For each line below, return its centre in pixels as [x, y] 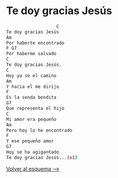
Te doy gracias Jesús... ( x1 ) [42, 157]
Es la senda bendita [32, 98]
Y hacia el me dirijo [33, 86]
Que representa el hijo [35, 109]
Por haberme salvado [32, 54]
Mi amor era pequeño [32, 119]
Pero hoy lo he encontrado [39, 130]
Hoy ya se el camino [32, 75]
